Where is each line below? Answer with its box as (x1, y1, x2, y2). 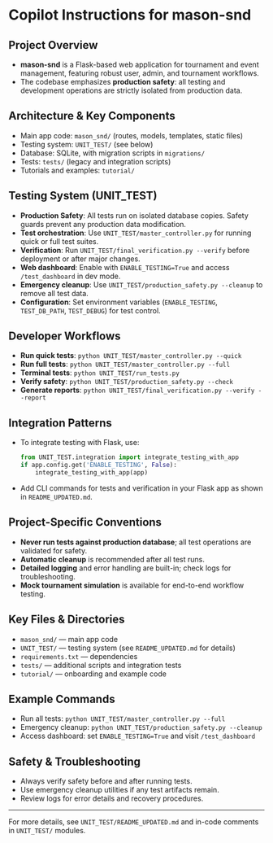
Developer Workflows (8, 330, 121, 343)
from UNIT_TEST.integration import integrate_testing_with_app (19, 453, 240, 461)
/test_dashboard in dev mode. (19, 271, 121, 281)
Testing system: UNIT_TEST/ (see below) (19, 139, 154, 149)
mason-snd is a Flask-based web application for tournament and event (19, 59, 259, 69)
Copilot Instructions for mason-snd (8, 6, 252, 24)
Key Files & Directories (8, 613, 125, 627)
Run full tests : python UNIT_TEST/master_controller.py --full (19, 360, 230, 369)
